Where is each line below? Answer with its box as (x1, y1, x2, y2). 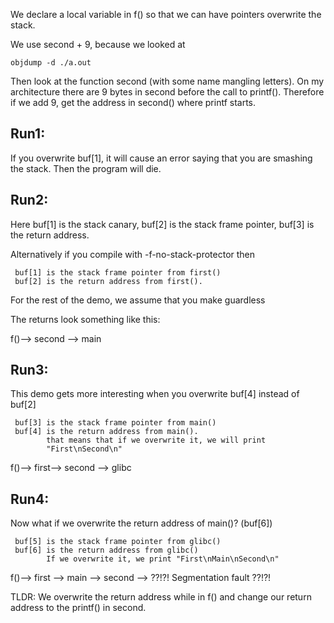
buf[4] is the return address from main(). (14, 427, 199, 437)
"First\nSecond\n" (46, 444, 123, 454)
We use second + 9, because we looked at (10, 39, 186, 50)
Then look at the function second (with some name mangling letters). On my (10, 75, 325, 87)
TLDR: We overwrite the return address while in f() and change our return (10, 591, 312, 603)
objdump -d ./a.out (10, 58, 92, 68)
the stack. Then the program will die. (10, 162, 162, 174)
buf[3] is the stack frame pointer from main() (14, 418, 217, 428)
